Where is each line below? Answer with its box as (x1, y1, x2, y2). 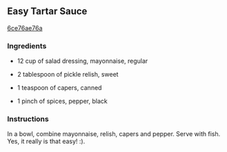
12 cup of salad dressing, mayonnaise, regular (17, 57, 148, 65)
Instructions (7, 114, 50, 124)
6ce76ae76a (7, 23, 43, 32)
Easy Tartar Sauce (7, 6, 88, 17)
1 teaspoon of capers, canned (17, 84, 102, 92)
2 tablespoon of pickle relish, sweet (17, 70, 119, 79)
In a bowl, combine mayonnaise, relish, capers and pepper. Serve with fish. (7, 130, 221, 138)
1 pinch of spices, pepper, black (17, 97, 108, 106)
